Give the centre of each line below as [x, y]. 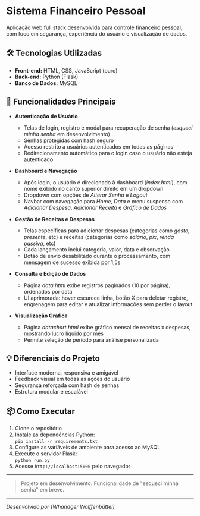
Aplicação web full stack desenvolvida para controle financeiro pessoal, [94, 27]
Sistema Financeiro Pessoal [76, 11]
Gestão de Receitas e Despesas [55, 219]
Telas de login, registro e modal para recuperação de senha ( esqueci [108, 128]
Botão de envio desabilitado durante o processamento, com [97, 256]
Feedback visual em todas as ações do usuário [72, 379]
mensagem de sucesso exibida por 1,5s [72, 262]
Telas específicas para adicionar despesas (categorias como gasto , [107, 231]
